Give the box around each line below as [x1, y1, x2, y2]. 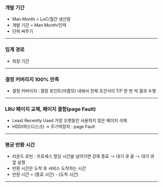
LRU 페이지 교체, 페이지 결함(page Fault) [5, 106, 96, 112]
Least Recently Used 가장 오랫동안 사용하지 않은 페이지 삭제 [12, 118, 128, 124]
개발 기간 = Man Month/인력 [12, 22, 67, 28]
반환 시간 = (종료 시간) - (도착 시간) [12, 171, 79, 177]
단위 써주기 [12, 28, 33, 34]
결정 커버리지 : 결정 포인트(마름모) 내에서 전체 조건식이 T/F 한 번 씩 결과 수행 [12, 88, 156, 93]
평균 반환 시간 [5, 141, 35, 148]
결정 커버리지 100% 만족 [5, 76, 59, 83]
